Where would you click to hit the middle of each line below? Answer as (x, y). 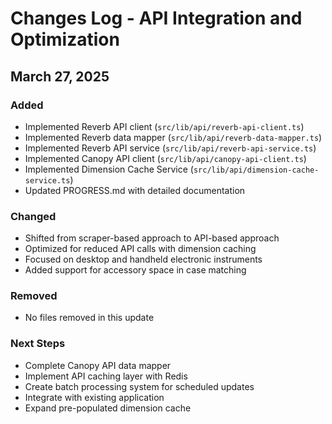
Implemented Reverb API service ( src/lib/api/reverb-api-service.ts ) (170, 148)
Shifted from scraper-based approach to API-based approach (152, 238)
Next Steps (38, 344)
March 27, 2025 (60, 76)
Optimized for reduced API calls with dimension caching (140, 249)
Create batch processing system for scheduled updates (139, 386)
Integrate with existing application (94, 397)
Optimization (65, 39)
